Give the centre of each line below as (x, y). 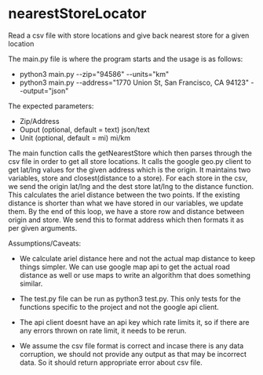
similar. (31, 283)
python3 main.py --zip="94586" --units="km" (94, 74)
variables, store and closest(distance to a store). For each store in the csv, (128, 178)
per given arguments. (43, 228)
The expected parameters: (51, 106)
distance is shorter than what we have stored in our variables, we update (126, 203)
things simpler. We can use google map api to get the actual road (124, 267)
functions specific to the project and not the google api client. (119, 307)
